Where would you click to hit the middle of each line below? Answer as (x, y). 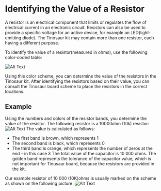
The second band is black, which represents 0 (58, 143)
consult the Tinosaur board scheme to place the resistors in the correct (76, 86)
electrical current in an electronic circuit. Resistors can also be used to (75, 27)
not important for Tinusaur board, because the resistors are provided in (83, 163)
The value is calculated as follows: (61, 129)
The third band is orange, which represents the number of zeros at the (82, 148)
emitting (13, 38)
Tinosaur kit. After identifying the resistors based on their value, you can (77, 81)
